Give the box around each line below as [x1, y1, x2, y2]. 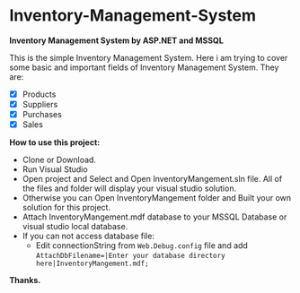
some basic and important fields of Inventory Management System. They [9, 62, 279, 73]
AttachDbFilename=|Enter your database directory [35, 252, 226, 261]
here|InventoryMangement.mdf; [35, 259, 150, 269]
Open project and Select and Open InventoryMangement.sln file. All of [22, 174, 283, 185]
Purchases [22, 109, 63, 120]
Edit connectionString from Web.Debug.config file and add [35, 240, 249, 251]
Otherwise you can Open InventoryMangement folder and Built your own [22, 193, 292, 203]
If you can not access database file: [22, 230, 155, 242]
